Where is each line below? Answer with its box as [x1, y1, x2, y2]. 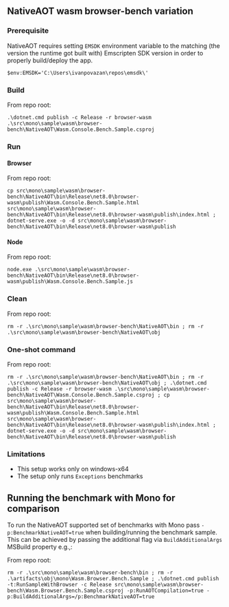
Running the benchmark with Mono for [7, 492, 176, 504]
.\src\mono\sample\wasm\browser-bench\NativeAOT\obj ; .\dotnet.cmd [7, 380, 207, 386]
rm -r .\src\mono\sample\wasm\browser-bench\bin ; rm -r [7, 569, 173, 576]
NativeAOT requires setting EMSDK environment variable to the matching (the [7, 41, 221, 50]
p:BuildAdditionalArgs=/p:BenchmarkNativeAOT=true [7, 593, 155, 600]
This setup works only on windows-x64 [16, 465, 129, 473]
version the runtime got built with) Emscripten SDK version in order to [7, 49, 204, 57]
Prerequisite [7, 26, 49, 36]
